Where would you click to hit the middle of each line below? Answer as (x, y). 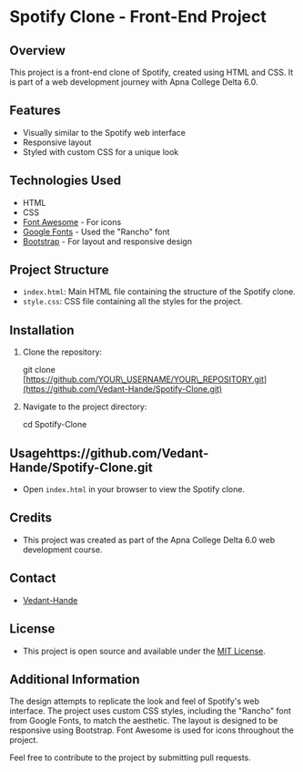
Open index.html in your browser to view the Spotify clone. (134, 489)
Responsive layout (57, 142)
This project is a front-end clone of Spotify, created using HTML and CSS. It (151, 72)
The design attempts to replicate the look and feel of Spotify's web (135, 701)
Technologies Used (65, 181)
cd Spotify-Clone (55, 425)
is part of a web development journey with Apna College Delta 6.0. (134, 82)
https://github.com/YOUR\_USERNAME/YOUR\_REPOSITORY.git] (146, 379)
